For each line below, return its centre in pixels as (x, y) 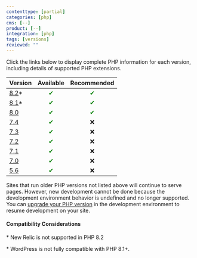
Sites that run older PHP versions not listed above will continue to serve (94, 185)
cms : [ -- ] (19, 23)
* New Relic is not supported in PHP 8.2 (55, 237)
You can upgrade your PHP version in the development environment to (93, 204)
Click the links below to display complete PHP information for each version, (98, 62)
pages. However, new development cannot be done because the (86, 191)
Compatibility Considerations (44, 224)
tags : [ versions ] (28, 39)
